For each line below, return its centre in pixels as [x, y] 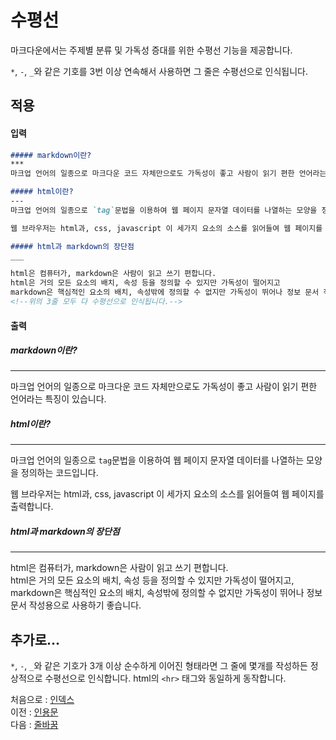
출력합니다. [32, 507]
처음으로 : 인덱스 [42, 700]
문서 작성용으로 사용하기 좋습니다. [76, 605]
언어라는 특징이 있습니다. [58, 399]
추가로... [35, 639]
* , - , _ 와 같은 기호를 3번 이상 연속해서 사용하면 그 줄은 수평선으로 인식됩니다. [159, 71]
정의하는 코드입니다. [59, 473]
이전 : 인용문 [34, 712]
